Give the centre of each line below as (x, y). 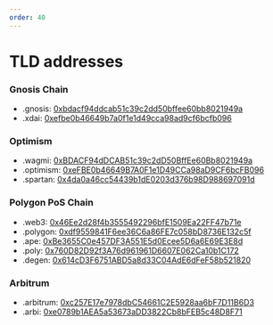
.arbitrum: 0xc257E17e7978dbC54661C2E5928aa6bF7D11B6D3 (138, 302)
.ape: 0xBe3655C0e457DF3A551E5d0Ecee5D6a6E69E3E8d (132, 240)
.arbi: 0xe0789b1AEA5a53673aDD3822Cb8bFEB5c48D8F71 (132, 312)
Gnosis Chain (39, 89)
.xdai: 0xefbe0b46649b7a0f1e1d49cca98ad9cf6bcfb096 (127, 118)
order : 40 (28, 17)
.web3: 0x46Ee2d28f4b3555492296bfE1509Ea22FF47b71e (132, 222)
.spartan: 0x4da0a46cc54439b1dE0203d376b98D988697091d (138, 180)
